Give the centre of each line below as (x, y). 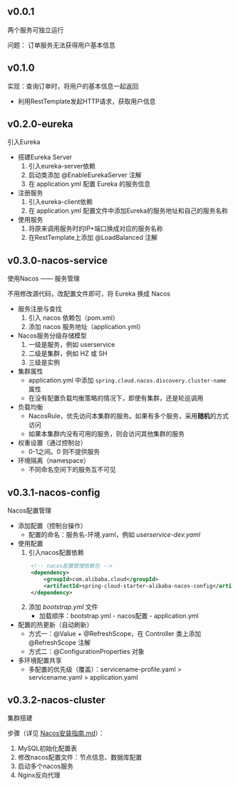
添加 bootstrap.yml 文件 (63, 607)
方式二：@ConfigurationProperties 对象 (86, 652)
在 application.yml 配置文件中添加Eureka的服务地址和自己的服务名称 (128, 211)
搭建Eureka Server (45, 157)
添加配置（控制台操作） (52, 526)
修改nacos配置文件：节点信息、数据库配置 (80, 757)
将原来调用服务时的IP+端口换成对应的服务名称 (95, 228)
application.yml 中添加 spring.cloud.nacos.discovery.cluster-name (127, 381)
